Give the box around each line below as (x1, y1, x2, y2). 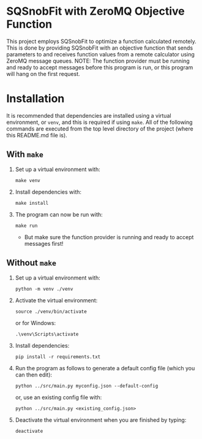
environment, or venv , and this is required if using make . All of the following (6, 118, 193, 126)
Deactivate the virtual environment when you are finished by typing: (15, 416, 187, 424)
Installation (6, 92, 65, 105)
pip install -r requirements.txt (15, 354, 101, 360)
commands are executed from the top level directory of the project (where (6, 124, 194, 132)
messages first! (24, 240, 64, 247)
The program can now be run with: (15, 210, 103, 218)
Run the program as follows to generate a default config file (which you (15, 364, 195, 372)
